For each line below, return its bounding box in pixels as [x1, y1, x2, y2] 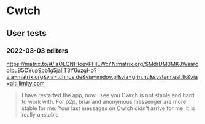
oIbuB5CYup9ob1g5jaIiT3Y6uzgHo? [6, 67, 97, 74]
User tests [6, 28, 47, 38]
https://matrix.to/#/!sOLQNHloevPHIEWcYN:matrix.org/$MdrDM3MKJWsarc [6, 60, 198, 67]
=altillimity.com [6, 79, 45, 87]
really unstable [21, 111, 60, 118]
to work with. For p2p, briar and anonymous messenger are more [21, 98, 187, 105]
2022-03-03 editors [6, 46, 69, 55]
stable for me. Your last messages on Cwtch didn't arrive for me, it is [21, 104, 195, 112]
